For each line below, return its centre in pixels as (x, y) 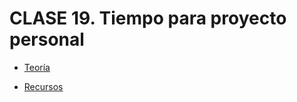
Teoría (37, 67)
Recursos (43, 86)
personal (47, 39)
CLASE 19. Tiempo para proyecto (148, 18)
